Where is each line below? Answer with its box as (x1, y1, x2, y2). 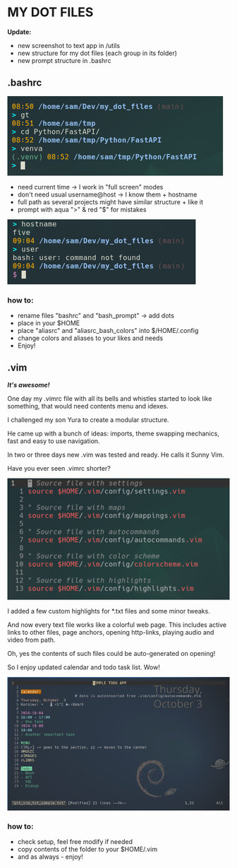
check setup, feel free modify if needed (17, 838, 133, 845)
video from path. (7, 635, 56, 644)
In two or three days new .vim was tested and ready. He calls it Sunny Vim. (7, 450, 224, 459)
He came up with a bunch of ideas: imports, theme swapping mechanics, (7, 429, 220, 438)
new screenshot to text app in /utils (17, 41, 121, 49)
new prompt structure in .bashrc (17, 56, 111, 64)
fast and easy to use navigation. (7, 436, 100, 445)
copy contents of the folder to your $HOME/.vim (17, 845, 158, 853)
